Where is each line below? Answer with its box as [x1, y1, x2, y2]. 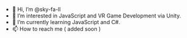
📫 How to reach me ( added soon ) [12, 25, 101, 33]
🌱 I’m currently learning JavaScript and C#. [12, 19, 121, 25]
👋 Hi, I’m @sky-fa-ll [12, 6, 61, 13]
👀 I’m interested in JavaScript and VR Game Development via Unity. [12, 12, 182, 19]
